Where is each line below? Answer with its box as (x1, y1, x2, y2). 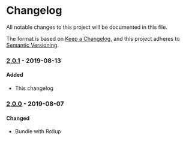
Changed (6, 115, 30, 122)
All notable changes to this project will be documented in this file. (6, 23, 168, 31)
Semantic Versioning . (6, 41, 59, 49)
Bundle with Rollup (14, 128, 62, 135)
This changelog (14, 85, 54, 92)
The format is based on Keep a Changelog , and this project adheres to (6, 35, 180, 42)
